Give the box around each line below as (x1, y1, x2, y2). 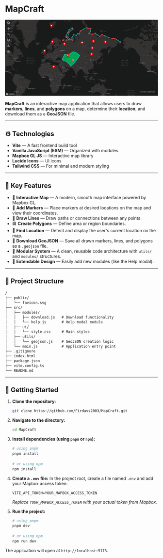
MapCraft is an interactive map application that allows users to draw (5, 101, 142, 107)
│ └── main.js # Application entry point (5, 344, 116, 349)
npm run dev (12, 539, 36, 544)
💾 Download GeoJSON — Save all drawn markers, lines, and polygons (12, 238, 153, 243)
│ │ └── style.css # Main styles (5, 329, 90, 334)
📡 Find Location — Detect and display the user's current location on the (12, 227, 156, 233)
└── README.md (5, 368, 34, 373)
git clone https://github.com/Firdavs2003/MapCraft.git (12, 409, 128, 414)
